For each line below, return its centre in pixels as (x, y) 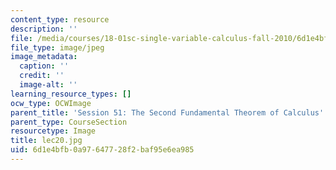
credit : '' (42, 76)
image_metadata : (44, 57)
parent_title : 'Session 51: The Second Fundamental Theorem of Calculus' (167, 112)
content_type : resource (60, 19)
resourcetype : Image (53, 131)
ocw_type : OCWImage (51, 103)
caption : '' (44, 66)
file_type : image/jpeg (57, 47)
